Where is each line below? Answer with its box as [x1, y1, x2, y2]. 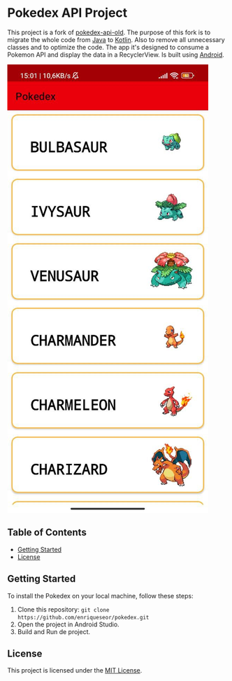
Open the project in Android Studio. [17, 620, 120, 628]
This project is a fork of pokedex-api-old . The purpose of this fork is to [7, 28, 211, 36]
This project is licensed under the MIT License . [7, 666, 143, 675]
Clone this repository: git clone [17, 605, 110, 614]
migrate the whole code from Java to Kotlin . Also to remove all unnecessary [7, 35, 225, 43]
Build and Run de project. [17, 627, 91, 635]
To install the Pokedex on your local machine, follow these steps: [7, 591, 194, 600]
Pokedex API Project [7, 5, 128, 21]
